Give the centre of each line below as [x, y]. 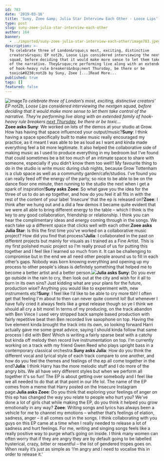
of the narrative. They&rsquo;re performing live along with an [76, 64]
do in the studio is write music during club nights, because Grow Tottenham [81, 168]
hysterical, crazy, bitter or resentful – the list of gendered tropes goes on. [79, 444]
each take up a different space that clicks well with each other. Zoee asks [79, 225]
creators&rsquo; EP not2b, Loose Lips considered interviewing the [80, 55]
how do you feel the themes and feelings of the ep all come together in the [80, 361]
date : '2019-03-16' [25, 14]
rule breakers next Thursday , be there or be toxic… [70, 121]
